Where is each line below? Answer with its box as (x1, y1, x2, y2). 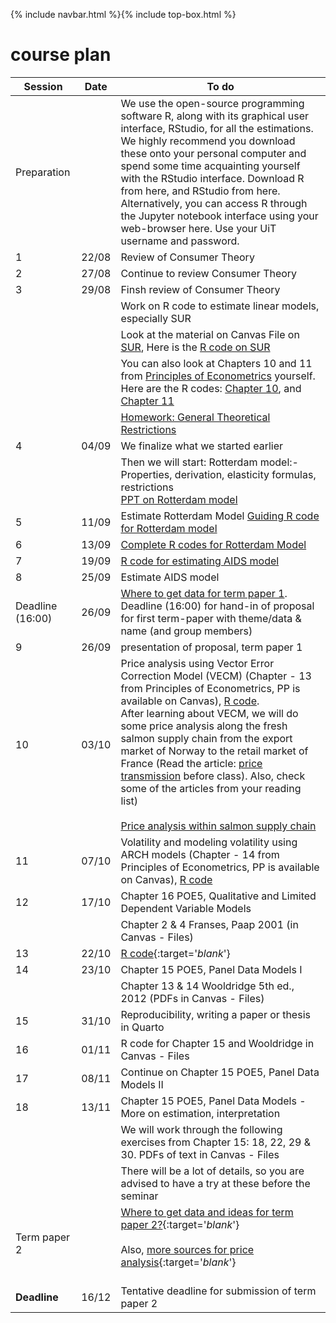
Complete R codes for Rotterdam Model (120, 537, 307, 551)
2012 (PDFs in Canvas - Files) (120, 991, 265, 1005)
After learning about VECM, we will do (120, 706, 299, 720)
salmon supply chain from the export (120, 731, 293, 745)
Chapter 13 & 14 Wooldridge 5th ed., (120, 979, 295, 993)
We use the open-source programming (120, 96, 305, 110)
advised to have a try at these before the (120, 1176, 311, 1190)
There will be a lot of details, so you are (120, 1164, 305, 1178)
